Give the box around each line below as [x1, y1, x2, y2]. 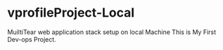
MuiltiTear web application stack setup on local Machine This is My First [7, 28, 217, 36]
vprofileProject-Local [7, 5, 135, 21]
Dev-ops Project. [7, 35, 56, 43]
